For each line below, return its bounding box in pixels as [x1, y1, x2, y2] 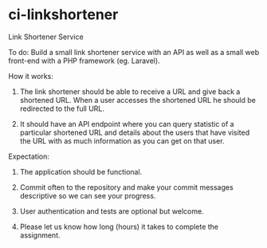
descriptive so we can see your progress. [19, 191, 156, 200]
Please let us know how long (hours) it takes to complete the [19, 222, 219, 231]
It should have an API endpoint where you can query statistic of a [19, 119, 234, 128]
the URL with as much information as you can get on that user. [19, 136, 225, 145]
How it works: [8, 71, 54, 81]
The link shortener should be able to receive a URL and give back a [19, 86, 241, 96]
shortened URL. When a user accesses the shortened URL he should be [19, 95, 257, 104]
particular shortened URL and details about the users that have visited [19, 128, 250, 137]
